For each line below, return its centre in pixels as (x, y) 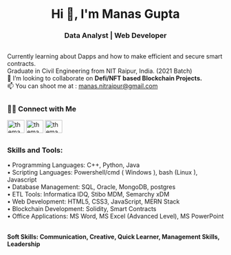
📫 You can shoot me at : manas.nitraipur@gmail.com (82, 86)
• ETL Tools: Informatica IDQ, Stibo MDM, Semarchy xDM (88, 195)
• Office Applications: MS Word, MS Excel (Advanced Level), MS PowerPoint (115, 217)
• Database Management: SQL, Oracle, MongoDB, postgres (91, 187)
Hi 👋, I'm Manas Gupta (115, 14)
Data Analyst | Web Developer (115, 36)
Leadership (24, 244)
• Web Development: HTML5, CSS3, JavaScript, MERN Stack (93, 201)
